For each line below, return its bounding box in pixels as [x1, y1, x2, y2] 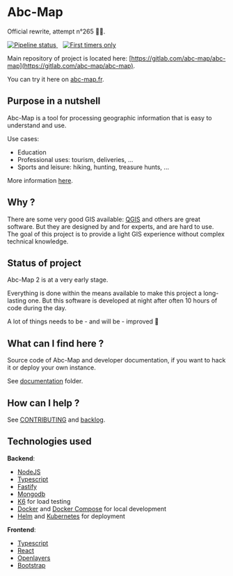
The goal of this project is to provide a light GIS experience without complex [7, 230, 225, 238]
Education [17, 147, 47, 157]
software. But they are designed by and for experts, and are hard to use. [7, 222, 214, 230]
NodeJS [17, 467, 41, 476]
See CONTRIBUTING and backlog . [7, 415, 106, 424]
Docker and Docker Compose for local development [17, 504, 167, 513]
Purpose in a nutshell [7, 95, 101, 107]
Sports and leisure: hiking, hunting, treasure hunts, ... [17, 163, 169, 171]
